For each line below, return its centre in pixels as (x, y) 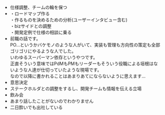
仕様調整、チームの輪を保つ (39, 7)
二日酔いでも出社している (36, 107)
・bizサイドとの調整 (31, 26)
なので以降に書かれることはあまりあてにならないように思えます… (78, 76)
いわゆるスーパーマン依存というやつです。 (54, 57)
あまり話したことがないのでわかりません (52, 101)
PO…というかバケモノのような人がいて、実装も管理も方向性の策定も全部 (85, 45)
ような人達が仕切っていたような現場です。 (58, 70)
